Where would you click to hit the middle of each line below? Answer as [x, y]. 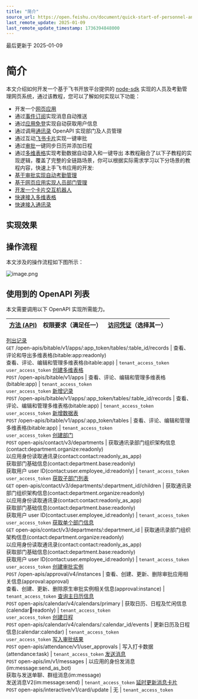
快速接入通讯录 [33, 205]
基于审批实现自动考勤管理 [46, 175]
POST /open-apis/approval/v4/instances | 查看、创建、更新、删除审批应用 [95, 574]
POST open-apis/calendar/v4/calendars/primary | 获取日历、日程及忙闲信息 [97, 604]
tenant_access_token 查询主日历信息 [50, 596]
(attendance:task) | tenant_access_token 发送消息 [66, 654]
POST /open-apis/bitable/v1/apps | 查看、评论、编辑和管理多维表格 [86, 377]
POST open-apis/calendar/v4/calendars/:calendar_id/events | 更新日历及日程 [98, 625]
